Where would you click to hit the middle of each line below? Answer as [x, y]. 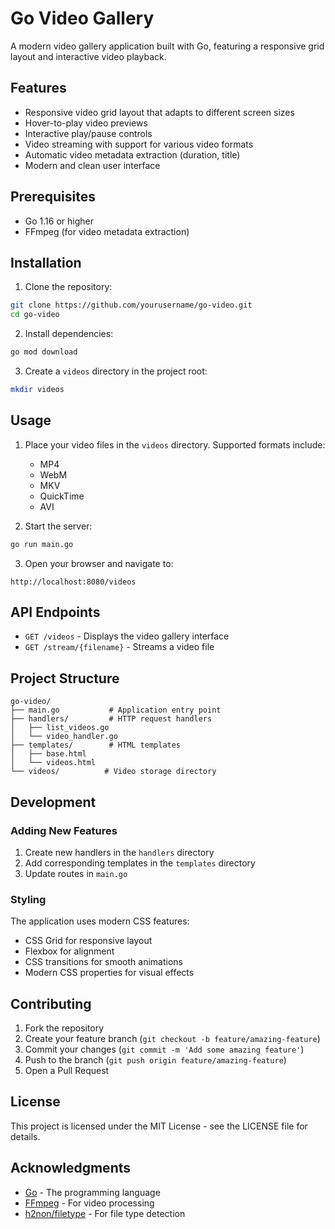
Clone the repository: [68, 287]
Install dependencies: [69, 334]
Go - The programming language [92, 1192]
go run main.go [42, 544]
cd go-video [35, 315]
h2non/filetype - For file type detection [105, 1213]
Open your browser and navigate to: [99, 563]
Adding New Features [64, 830]
